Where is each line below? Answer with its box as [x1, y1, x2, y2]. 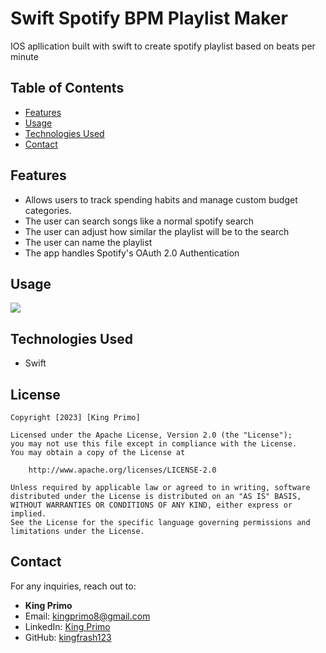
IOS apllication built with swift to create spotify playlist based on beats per [10, 40, 316, 52]
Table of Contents [10, 80, 125, 97]
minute [10, 50, 39, 62]
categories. [24, 204, 72, 216]
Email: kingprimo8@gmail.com [24, 610, 151, 622]
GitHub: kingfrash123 [24, 631, 112, 643]
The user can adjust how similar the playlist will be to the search [24, 225, 290, 237]
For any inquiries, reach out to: [10, 580, 137, 592]
